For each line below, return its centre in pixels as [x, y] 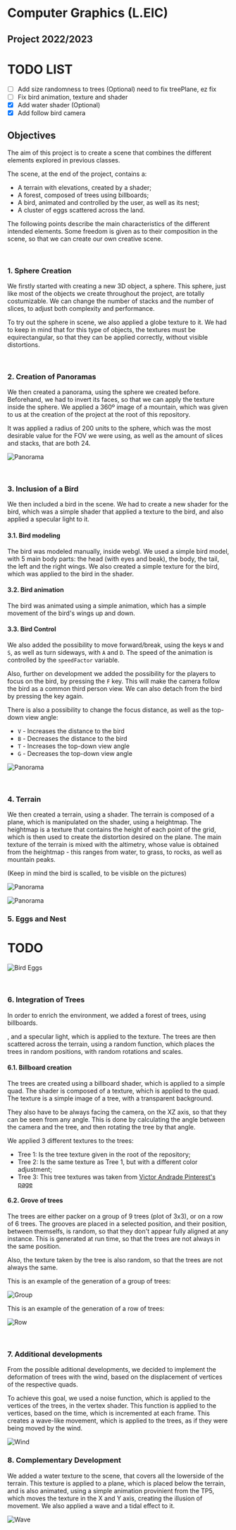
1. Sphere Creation [39, 271]
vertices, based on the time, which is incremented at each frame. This [108, 1413]
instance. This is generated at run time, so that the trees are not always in [114, 1238]
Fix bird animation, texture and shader [73, 97]
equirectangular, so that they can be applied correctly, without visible [108, 337]
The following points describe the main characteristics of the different [108, 223]
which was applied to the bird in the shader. [70, 574]
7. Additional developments [55, 1354]
